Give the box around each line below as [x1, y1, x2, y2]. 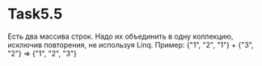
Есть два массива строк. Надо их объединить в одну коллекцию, [7, 31, 234, 41]
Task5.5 [7, 5, 63, 23]
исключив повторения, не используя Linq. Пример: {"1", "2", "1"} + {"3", [7, 39, 254, 49]
